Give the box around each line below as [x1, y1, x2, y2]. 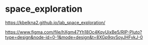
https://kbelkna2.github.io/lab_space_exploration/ [5, 20, 106, 25]
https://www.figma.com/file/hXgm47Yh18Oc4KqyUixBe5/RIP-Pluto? [5, 29, 143, 35]
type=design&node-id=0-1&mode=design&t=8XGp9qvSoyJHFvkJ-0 [5, 34, 143, 40]
